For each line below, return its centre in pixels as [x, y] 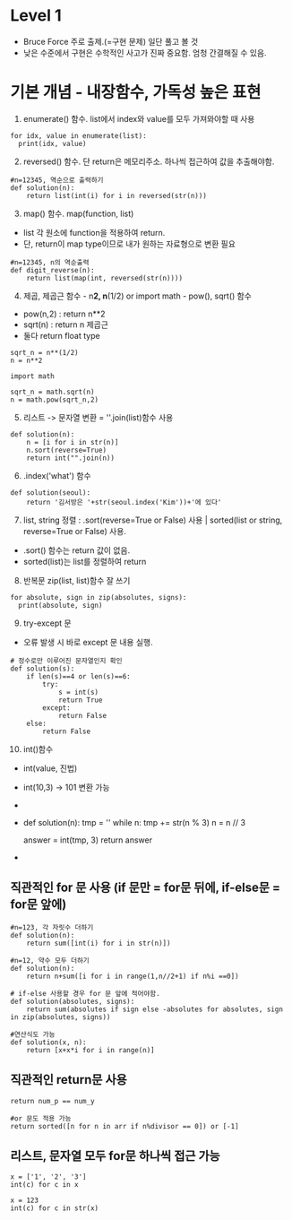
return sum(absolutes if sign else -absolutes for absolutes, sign [155, 1009]
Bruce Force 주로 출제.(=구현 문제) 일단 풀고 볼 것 [111, 41]
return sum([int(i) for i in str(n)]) [99, 943]
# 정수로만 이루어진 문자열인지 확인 [66, 661]
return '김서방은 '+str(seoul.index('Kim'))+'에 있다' [124, 502]
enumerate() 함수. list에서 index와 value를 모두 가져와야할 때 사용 [139, 118]
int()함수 [38, 748]
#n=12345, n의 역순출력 [50, 262]
